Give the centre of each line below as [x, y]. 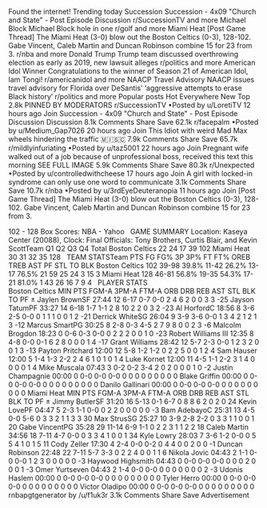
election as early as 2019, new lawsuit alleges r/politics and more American [132, 62]
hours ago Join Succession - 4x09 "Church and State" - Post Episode [123, 114]
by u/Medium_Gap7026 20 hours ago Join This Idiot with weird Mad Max [128, 130]
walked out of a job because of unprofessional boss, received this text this [131, 156]
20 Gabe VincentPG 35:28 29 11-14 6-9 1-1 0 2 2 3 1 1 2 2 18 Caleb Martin [129, 427]
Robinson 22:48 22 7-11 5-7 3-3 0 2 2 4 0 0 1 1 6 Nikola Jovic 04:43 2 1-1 [128, 452]
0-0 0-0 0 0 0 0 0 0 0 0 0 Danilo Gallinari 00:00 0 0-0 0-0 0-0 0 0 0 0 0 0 [136, 384]
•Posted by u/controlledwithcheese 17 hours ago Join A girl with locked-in [131, 174]
